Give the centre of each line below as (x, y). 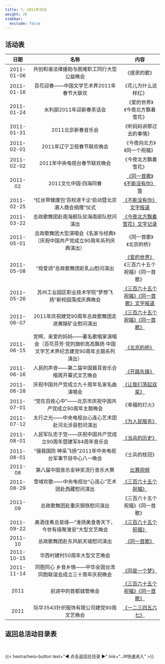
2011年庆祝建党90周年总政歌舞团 (73, 316)
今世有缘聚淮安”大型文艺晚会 (75, 530)
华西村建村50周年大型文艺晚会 (75, 555)
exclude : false (25, 23)
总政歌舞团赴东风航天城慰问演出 (75, 542)
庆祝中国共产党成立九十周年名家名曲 (75, 385)
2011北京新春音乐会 (75, 130)
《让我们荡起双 (140, 385)
